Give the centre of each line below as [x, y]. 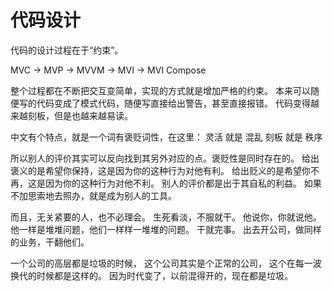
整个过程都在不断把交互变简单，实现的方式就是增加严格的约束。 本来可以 [160, 90]
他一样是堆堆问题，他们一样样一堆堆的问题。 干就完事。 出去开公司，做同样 [166, 229]
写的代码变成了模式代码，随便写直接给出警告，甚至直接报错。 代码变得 [164, 103]
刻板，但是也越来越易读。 [80, 115]
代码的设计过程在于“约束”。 [67, 50]
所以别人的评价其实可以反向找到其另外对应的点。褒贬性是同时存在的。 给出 [165, 158]
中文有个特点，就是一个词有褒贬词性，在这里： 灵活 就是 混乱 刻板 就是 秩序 [166, 137]
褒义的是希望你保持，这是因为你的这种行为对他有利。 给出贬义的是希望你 [160, 170]
